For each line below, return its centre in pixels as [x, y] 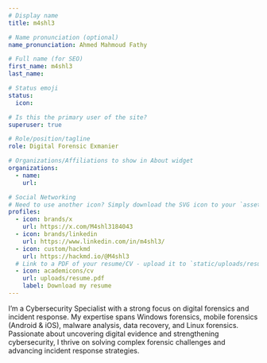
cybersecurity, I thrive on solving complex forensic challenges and [117, 342]
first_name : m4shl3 [41, 67]
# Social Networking [43, 197]
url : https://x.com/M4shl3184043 [78, 227]
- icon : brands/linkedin [56, 234]
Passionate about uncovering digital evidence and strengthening [114, 334]
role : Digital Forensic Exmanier [64, 147]
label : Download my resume [67, 286]
